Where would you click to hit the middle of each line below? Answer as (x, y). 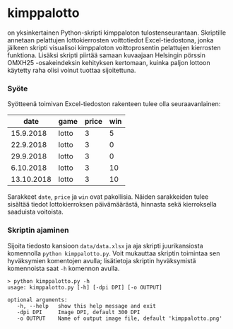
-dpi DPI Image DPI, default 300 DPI (78, 312)
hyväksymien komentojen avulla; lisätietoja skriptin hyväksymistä (102, 260)
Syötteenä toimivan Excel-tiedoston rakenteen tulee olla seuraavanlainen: (114, 104)
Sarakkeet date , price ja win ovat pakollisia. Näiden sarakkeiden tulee (108, 197)
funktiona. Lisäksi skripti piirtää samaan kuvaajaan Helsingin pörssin (107, 55)
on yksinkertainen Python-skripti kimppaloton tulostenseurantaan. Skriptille (117, 33)
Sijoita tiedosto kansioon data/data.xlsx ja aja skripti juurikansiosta (105, 246)
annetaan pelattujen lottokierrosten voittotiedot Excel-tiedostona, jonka (110, 40)
